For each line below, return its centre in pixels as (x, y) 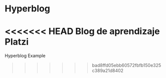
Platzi (17, 42)
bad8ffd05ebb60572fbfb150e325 (127, 66)
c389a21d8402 (108, 71)
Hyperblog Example (25, 56)
